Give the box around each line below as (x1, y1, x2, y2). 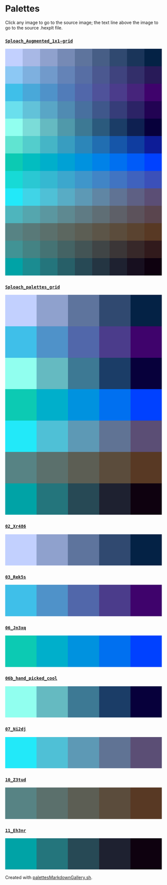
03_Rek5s (5, 574, 26, 580)
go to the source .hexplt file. (5, 24, 63, 30)
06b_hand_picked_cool (5, 676, 58, 681)
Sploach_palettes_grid (5, 285, 60, 290)
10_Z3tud (5, 777, 26, 782)
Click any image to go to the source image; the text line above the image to (5, 19, 159, 25)
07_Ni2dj (5, 726, 26, 732)
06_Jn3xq (5, 625, 26, 630)
